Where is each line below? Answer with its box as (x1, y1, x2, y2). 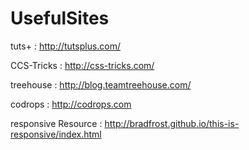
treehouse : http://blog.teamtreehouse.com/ (10, 78, 192, 91)
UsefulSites (10, 7, 110, 30)
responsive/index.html (10, 128, 102, 140)
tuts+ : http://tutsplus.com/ (10, 40, 122, 52)
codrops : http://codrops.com (10, 98, 132, 110)
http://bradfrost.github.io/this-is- (104, 117, 240, 129)
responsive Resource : (10, 117, 103, 129)
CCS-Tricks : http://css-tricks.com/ (10, 59, 155, 71)
